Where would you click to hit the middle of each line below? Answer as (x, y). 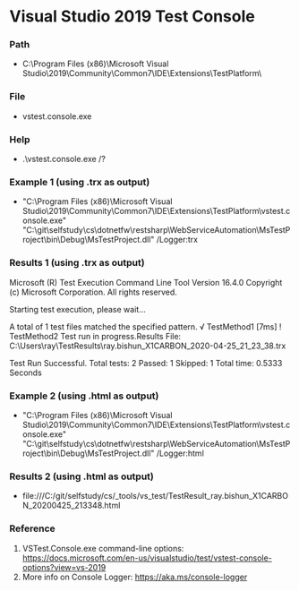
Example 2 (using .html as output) (84, 396)
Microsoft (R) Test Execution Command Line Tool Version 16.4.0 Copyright (146, 282)
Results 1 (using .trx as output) (77, 263)
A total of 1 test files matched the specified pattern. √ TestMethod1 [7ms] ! (145, 326)
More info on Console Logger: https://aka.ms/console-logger (135, 577)
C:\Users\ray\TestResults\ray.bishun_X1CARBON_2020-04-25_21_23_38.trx (148, 346)
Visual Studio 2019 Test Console (132, 17)
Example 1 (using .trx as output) (80, 182)
